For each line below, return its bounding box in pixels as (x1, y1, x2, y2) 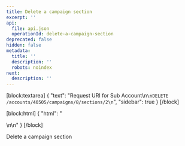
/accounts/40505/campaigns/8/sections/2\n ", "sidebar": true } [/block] (6, 98, 180, 105)
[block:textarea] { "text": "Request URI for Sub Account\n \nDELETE (6, 92, 169, 99)
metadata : (6, 48, 31, 54)
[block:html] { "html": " (6, 110, 62, 117)
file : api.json (11, 25, 50, 32)
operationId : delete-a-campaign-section (11, 31, 114, 37)
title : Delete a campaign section (6, 8, 93, 15)
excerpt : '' (6, 14, 36, 20)
